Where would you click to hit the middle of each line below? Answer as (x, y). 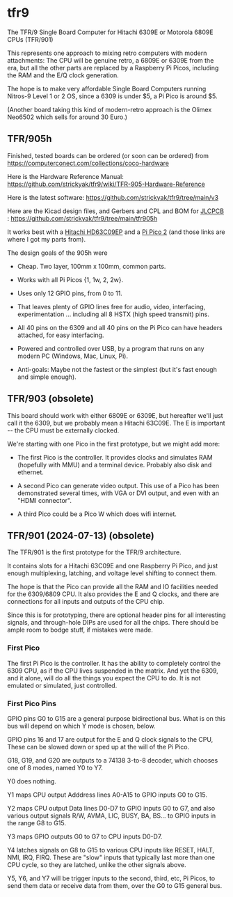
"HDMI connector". (44, 500)
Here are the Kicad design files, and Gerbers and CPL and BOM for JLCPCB (116, 211)
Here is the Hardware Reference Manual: (65, 176)
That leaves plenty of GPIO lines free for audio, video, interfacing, (111, 306)
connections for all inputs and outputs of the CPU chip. (86, 602)
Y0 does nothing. (32, 781)
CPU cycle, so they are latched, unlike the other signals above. (97, 864)
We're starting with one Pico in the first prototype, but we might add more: (114, 444)
